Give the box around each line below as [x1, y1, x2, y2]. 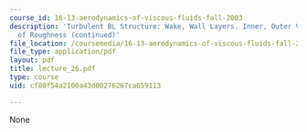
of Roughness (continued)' [17, 30, 121, 39]
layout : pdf [9, 56, 55, 65]
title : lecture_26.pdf [9, 65, 96, 74]
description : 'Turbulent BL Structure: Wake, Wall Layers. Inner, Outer [9, 22, 292, 31]
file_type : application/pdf [9, 47, 117, 56]
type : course [9, 73, 59, 82]
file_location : [9, 38, 68, 48]
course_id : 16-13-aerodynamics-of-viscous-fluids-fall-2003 [9, 13, 244, 23]
